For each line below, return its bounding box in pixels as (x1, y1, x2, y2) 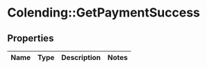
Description (61, 53, 101, 62)
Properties (7, 32, 54, 44)
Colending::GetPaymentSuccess (7, 5, 200, 21)
